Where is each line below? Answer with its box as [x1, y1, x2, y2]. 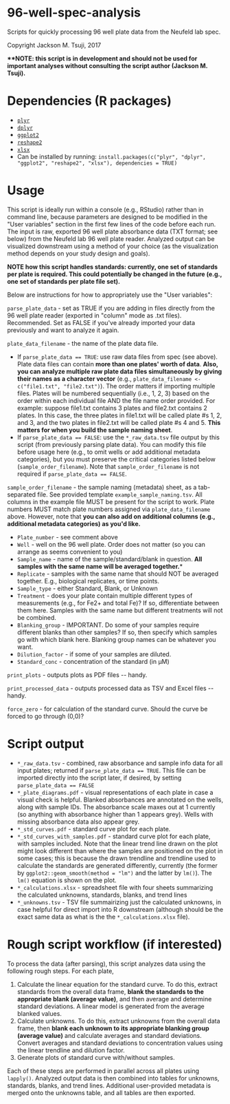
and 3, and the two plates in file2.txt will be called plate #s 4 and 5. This [16, 418, 221, 426]
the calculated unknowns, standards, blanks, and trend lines [16, 891, 187, 899]
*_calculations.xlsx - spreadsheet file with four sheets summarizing [16, 883, 214, 891]
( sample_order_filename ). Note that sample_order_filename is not [16, 462, 200, 470]
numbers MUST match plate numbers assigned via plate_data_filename [7, 505, 211, 513]
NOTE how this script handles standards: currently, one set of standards [7, 262, 218, 271]
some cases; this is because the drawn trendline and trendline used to [16, 854, 216, 862]
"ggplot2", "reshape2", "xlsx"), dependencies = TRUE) [16, 160, 178, 167]
